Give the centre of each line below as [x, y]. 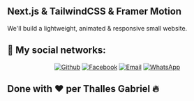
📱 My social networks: [57, 50]
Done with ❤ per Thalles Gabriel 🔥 [83, 89]
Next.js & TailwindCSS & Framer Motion [95, 11]
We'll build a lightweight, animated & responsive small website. [97, 28]
